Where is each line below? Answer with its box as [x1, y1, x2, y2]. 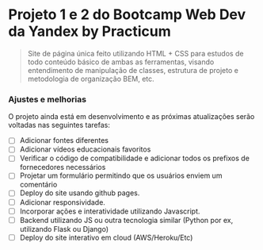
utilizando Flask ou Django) [19, 224, 109, 233]
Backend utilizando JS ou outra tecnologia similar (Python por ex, [19, 215, 234, 225]
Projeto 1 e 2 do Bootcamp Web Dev [8, 6, 246, 24]
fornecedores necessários [19, 163, 106, 172]
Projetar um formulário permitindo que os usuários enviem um [19, 171, 223, 180]
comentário [19, 180, 58, 190]
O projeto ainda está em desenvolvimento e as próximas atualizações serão [8, 112, 255, 121]
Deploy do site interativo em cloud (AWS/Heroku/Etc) [19, 233, 193, 242]
